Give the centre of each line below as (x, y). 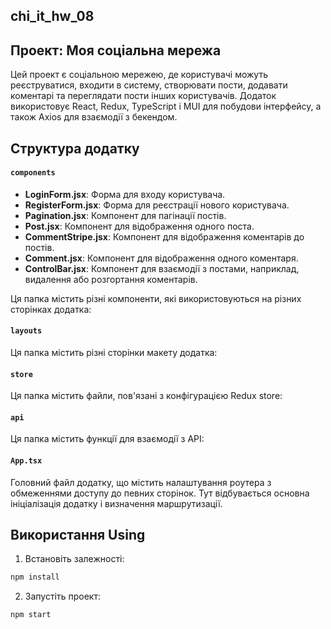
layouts (26, 331)
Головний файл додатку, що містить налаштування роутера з (141, 482)
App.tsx (26, 461)
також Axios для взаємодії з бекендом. (94, 117)
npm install (35, 577)
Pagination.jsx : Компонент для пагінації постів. (125, 215)
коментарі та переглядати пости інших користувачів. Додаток (143, 96)
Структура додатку (75, 148)
